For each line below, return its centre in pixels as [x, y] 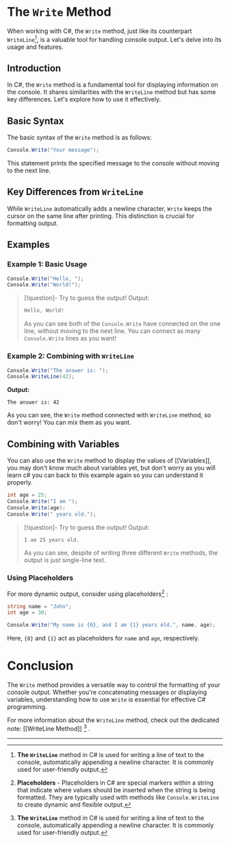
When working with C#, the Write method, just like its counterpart [100, 31]
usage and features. [35, 47]
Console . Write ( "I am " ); [42, 501]
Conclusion [40, 666]
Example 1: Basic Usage [47, 264]
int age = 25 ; [27, 495]
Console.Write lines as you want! [70, 338]
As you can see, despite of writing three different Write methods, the [121, 553]
